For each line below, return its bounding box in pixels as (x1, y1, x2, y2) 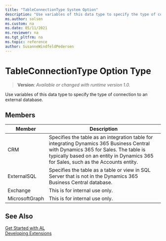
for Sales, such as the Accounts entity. (48, 159, 138, 166)
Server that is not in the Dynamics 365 (48, 173, 138, 180)
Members (5, 111, 36, 119)
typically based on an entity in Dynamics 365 (48, 152, 154, 159)
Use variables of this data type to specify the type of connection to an (5, 91, 148, 97)
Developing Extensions (5, 231, 52, 237)
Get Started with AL (5, 225, 45, 231)
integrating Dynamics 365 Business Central (48, 140, 150, 147)
